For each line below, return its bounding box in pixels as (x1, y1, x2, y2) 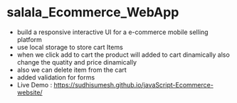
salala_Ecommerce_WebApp (6, 4, 179, 21)
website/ (16, 88, 43, 97)
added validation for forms (16, 72, 95, 82)
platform (16, 35, 42, 43)
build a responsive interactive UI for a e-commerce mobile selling (16, 28, 209, 36)
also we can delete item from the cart (16, 65, 127, 74)
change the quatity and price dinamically (16, 58, 137, 66)
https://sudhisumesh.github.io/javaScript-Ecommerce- (53, 80, 214, 89)
